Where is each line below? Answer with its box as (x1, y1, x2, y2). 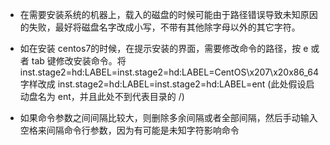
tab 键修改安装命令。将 (31, 55, 127, 67)
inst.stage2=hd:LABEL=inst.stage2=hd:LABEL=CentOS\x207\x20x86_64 (19, 66, 319, 78)
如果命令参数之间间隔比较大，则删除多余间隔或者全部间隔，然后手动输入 (19, 112, 318, 123)
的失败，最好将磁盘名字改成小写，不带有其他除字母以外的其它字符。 (19, 21, 301, 33)
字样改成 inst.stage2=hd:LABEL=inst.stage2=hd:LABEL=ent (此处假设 (19, 78, 307, 90)
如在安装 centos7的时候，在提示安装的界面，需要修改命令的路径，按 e (19, 43, 309, 54)
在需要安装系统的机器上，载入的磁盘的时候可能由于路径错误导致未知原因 (19, 9, 318, 20)
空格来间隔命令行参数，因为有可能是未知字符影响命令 (19, 124, 240, 136)
